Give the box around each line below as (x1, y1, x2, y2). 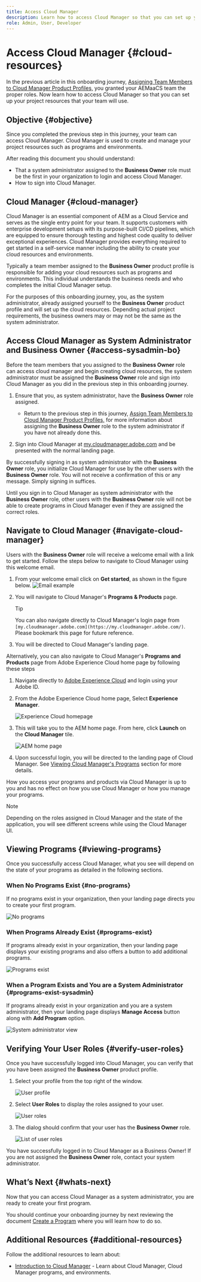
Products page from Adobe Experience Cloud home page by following (6, 658, 181, 666)
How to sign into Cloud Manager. (14, 179, 96, 186)
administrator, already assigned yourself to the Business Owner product (6, 299, 185, 306)
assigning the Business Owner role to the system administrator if (23, 422, 185, 430)
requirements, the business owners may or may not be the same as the (6, 312, 181, 319)
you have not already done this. (23, 429, 102, 436)
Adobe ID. (14, 683, 40, 690)
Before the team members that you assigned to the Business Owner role (6, 361, 185, 368)
